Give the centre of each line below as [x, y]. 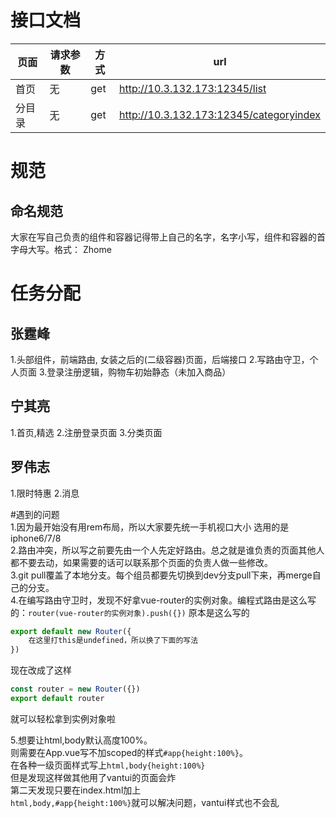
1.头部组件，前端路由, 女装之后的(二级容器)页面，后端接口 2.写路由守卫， [160, 359]
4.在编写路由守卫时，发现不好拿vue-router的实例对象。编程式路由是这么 [159, 600]
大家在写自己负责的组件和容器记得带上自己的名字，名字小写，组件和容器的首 [168, 237]
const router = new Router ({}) [75, 689]
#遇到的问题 [35, 514]
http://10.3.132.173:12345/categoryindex [220, 114]
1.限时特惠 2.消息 [45, 493]
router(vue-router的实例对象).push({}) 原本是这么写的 [139, 612]
